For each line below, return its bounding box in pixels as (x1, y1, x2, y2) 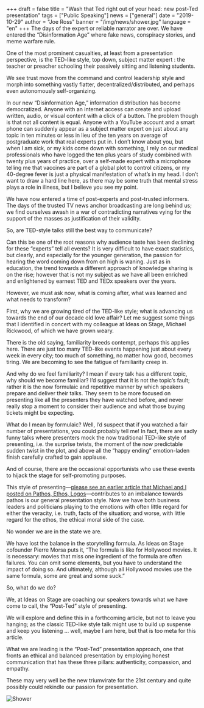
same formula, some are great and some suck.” (6, 572, 125, 579)
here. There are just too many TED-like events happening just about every (6, 345, 192, 352)
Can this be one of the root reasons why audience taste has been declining (6, 238, 195, 246)
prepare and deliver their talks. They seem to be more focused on (6, 390, 171, 396)
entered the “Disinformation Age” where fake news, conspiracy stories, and (6, 31, 196, 38)
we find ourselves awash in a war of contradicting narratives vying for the (6, 208, 192, 216)
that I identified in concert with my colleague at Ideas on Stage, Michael (6, 321, 186, 327)
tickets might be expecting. (6, 409, 75, 416)
